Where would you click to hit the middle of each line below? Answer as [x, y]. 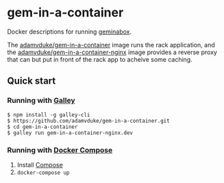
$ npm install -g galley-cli [49, 114]
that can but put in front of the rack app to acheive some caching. [100, 59]
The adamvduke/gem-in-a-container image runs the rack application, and [111, 45]
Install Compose [40, 164]
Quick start [32, 81]
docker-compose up [43, 173]
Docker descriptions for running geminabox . [70, 32]
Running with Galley [41, 101]
